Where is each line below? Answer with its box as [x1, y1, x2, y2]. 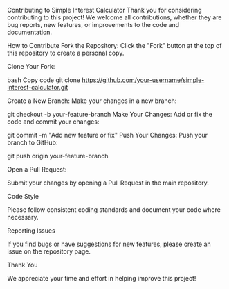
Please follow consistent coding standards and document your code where [7, 206, 221, 214]
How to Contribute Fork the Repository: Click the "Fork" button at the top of [7, 42, 223, 49]
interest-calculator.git [7, 83, 68, 91]
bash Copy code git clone [7, 76, 81, 84]
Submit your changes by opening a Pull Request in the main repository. [7, 179, 210, 187]
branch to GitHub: [7, 138, 58, 147]
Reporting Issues [7, 226, 55, 235]
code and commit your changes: [7, 117, 100, 126]
